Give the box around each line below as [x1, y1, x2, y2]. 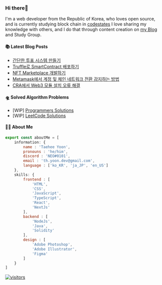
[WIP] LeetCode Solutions [12, 112, 66, 118]
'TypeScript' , [31, 195, 61, 200]
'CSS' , [31, 186, 46, 191]
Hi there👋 [5, 4, 28, 11]
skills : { [14, 172, 35, 177]
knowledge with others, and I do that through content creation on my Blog [5, 26, 157, 32]
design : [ [23, 237, 46, 242]
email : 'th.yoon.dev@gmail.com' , [23, 158, 95, 163]
